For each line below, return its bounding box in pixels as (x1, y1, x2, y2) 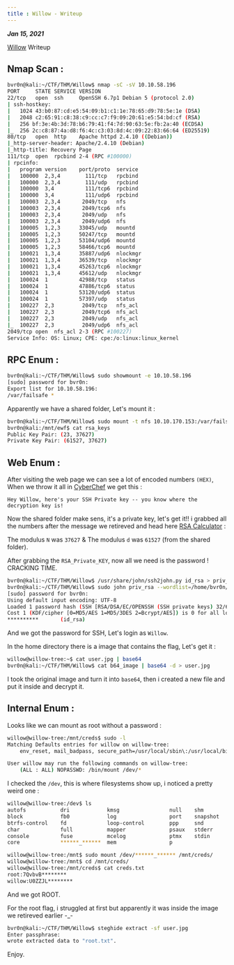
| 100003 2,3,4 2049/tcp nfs (7, 198, 127, 206)
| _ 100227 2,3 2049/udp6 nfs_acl (7, 322, 139, 329)
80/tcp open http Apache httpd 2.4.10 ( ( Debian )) (7, 133, 173, 140)
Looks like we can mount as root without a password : (7, 721, 162, 729)
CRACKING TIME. (7, 564, 58, 572)
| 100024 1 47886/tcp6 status (7, 283, 136, 290)
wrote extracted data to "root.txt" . (7, 938, 117, 945)
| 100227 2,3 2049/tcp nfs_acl (7, 302, 139, 309)
